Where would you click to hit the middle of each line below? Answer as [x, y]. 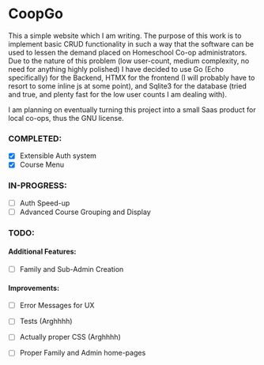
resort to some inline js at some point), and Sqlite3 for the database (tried [127, 86]
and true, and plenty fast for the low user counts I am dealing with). [118, 94]
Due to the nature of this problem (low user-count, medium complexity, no [129, 61]
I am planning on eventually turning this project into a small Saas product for [132, 109]
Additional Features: [42, 252]
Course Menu [42, 165]
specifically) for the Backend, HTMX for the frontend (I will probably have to [132, 77]
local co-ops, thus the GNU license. [66, 118]
